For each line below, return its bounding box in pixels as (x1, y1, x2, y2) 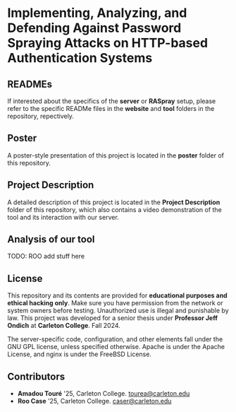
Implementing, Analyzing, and (7, 5, 187, 21)
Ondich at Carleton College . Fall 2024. (7, 322, 121, 330)
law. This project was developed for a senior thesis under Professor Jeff (7, 314, 218, 322)
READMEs (7, 78, 53, 90)
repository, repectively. (7, 112, 74, 120)
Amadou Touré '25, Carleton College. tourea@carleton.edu (17, 389, 190, 398)
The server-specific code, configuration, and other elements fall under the (7, 335, 223, 343)
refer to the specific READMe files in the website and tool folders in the (7, 105, 215, 112)
